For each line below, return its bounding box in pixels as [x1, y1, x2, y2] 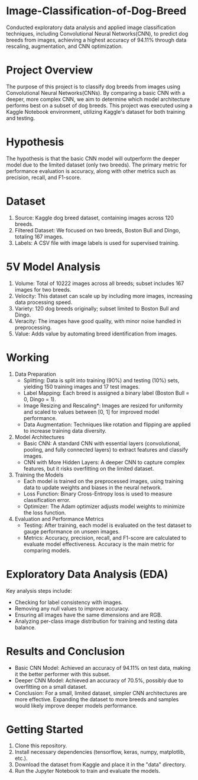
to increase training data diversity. [23, 427, 107, 434]
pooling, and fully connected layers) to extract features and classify [23, 446, 189, 453]
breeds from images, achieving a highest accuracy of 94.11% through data [6, 36, 187, 43]
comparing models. [23, 546, 71, 554]
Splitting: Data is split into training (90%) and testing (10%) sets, [23, 376, 180, 383]
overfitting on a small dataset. [14, 683, 87, 690]
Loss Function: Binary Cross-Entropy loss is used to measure [23, 490, 173, 497]
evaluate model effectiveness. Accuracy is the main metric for [23, 541, 174, 548]
